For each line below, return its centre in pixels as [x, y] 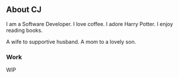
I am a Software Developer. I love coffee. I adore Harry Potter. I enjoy [89, 24]
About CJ [24, 10]
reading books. [25, 30]
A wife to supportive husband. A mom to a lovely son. [71, 41]
